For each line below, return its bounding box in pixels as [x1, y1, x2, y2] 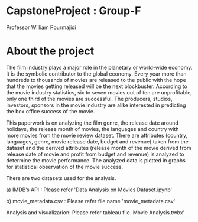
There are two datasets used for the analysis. [6, 174, 116, 181]
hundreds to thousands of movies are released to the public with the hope [6, 76, 186, 83]
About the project [6, 44, 95, 58]
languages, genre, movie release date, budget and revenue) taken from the [6, 138, 189, 145]
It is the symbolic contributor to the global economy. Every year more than [6, 70, 187, 77]
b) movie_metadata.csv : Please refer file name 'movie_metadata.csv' [6, 197, 176, 204]
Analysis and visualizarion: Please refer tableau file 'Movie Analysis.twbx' [6, 208, 185, 216]
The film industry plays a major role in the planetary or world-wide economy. [6, 64, 193, 71]
